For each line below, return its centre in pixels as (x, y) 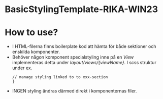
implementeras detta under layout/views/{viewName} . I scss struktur (84, 63)
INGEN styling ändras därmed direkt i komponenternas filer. (74, 91)
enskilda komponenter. (36, 52)
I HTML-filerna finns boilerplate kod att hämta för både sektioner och (84, 46)
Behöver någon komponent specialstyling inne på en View (73, 57)
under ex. (22, 68)
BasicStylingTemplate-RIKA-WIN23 (81, 9)
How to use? (31, 33)
